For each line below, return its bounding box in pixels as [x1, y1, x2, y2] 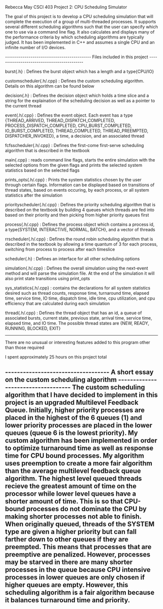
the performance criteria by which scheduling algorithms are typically [5, 34, 144, 40]
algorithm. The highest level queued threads [5, 474, 142, 483]
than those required [5, 345, 45, 350]
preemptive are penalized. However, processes [5, 551, 150, 559]
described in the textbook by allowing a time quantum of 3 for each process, [5, 241, 158, 247]
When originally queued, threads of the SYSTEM [5, 520, 155, 528]
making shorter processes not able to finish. [5, 513, 142, 521]
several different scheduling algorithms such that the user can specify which [5, 24, 158, 30]
